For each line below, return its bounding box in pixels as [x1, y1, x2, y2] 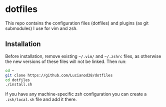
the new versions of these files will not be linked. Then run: [5, 58, 126, 64]
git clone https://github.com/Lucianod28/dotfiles [5, 72, 113, 78]
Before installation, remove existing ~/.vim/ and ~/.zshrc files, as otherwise [5, 53, 161, 59]
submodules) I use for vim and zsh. [5, 25, 78, 31]
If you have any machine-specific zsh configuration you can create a [5, 91, 147, 97]
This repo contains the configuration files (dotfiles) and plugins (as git [5, 20, 149, 26]
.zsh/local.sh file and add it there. [5, 96, 77, 102]
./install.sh [5, 82, 32, 87]
